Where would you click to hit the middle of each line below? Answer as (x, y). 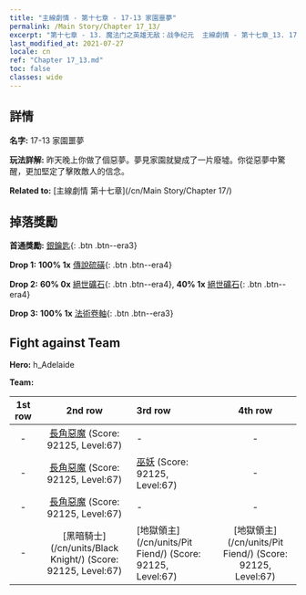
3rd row (153, 411)
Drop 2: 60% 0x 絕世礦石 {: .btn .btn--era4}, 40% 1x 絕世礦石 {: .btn (136, 285)
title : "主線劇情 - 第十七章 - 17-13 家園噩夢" (93, 18)
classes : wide (36, 78)
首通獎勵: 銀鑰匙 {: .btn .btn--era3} (74, 245)
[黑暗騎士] (84, 537)
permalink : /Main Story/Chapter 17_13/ (85, 26)
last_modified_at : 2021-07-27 (67, 43)
